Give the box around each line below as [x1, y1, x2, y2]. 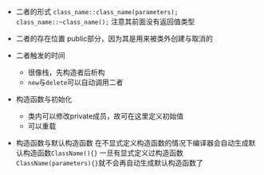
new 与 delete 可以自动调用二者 [27, 78, 124, 87]
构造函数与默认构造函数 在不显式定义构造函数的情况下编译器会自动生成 [15, 138, 249, 147]
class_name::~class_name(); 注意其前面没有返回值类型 [15, 17, 195, 26]
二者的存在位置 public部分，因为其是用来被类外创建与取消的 [15, 34, 213, 43]
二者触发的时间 [15, 51, 65, 60]
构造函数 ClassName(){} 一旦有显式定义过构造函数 [22, 148, 183, 157]
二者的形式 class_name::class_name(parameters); [15, 7, 179, 16]
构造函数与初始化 [15, 95, 73, 103]
